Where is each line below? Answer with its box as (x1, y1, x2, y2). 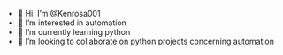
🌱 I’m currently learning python (17, 27, 131, 37)
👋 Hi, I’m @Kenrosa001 (17, 9, 101, 18)
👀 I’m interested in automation (17, 17, 126, 28)
